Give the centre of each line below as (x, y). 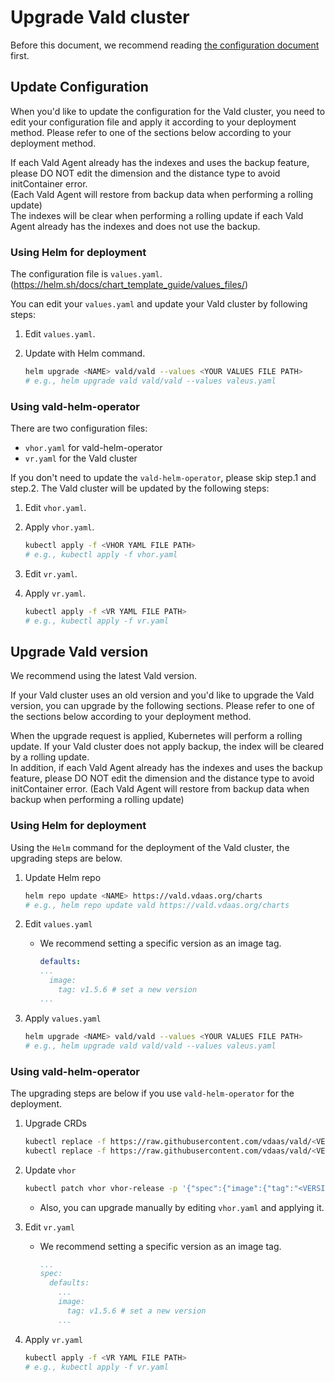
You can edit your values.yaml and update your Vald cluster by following (159, 304)
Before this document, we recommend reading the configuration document (165, 45)
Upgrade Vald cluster (100, 17)
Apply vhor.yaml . (59, 527)
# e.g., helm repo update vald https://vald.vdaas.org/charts (157, 905)
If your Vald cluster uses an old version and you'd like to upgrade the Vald (162, 695)
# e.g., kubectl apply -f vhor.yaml (101, 554)
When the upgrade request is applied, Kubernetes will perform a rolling (156, 736)
